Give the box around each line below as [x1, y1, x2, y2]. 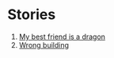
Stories [7, 6, 56, 24]
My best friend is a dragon [18, 32, 106, 41]
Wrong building [18, 40, 69, 49]
